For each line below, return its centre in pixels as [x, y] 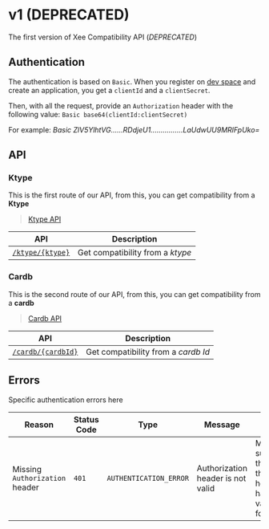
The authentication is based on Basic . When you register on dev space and [132, 81]
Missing [27, 469]
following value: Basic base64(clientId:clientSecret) [98, 114]
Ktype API [44, 219]
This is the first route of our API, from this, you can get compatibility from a [132, 195]
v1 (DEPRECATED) [69, 15]
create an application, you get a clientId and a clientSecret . [109, 90]
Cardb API [45, 318]
